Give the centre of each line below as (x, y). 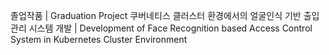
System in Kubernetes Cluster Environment (99, 39)
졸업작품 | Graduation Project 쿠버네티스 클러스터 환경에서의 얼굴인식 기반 (156, 15)
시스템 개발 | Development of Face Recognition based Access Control (170, 28)
